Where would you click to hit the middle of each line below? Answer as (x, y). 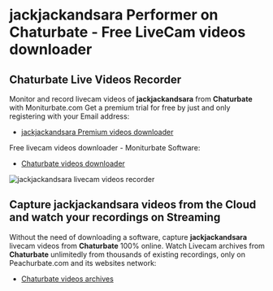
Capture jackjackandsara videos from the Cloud (133, 205)
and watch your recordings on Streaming (115, 217)
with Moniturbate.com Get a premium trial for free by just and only (120, 108)
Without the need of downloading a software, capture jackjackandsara (128, 237)
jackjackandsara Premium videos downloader (97, 132)
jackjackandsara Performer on (114, 15)
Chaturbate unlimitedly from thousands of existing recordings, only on (128, 254)
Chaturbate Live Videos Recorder (95, 79)
